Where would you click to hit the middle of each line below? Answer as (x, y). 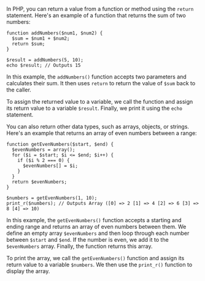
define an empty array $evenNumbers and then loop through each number (98, 233)
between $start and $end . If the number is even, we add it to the (87, 240)
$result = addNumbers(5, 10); (45, 60)
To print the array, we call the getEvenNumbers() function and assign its (95, 258)
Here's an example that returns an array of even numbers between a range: (102, 133)
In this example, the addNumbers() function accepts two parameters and (97, 77)
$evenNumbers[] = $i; (50, 166)
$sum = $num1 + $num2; (41, 39)
